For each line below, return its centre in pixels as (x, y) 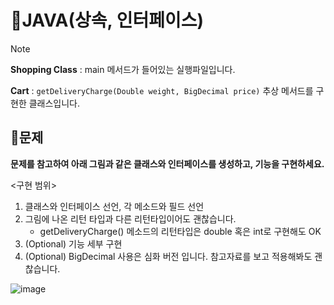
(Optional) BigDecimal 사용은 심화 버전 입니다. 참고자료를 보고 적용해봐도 (168, 256)
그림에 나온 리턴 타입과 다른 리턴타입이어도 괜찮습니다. (130, 218)
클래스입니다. (54, 103)
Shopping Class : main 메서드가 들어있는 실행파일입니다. (123, 69)
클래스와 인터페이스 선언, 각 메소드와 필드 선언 (114, 206)
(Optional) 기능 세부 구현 (73, 243)
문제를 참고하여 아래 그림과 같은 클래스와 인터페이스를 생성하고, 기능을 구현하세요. (167, 163)
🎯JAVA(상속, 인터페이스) (107, 20)
